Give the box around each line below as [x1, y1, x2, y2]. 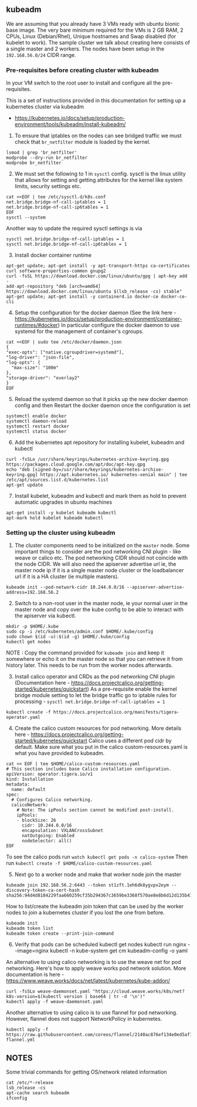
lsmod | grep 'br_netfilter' [6, 150, 77, 156]
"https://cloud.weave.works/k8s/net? [93, 989, 185, 994]
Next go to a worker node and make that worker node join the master [14, 871, 182, 878]
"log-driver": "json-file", [6, 355, 75, 361]
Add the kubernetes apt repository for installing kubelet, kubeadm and [14, 439, 185, 446]
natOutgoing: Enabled [21, 833, 75, 839]
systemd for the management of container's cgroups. [14, 328, 144, 335]
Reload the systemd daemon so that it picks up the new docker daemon [14, 396, 188, 403]
